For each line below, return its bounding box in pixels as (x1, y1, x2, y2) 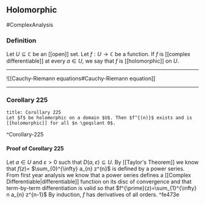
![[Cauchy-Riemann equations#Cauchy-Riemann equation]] (6, 75, 156, 82)
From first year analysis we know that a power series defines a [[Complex (6, 171, 192, 178)
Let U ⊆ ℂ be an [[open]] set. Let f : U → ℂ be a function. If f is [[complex (6, 51, 191, 58)
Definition (6, 36, 37, 44)
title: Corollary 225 (6, 110, 62, 116)
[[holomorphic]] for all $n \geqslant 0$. (6, 120, 116, 127)
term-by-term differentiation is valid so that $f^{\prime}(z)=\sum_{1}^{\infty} (6, 184, 197, 191)
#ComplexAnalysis (6, 21, 54, 28)
